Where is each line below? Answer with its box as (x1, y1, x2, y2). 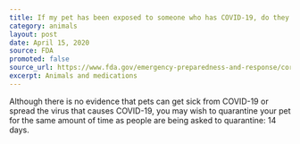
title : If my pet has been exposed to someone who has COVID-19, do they (9, 13, 290, 22)
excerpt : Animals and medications (9, 72, 138, 80)
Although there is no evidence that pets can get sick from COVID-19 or (9, 96, 270, 106)
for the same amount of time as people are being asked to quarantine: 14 (9, 114, 277, 125)
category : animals (9, 21, 78, 30)
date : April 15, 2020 (9, 38, 90, 47)
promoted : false (9, 55, 70, 64)
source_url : (9, 64, 54, 72)
